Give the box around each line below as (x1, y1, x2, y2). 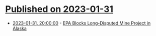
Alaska (12, 25, 27, 31)
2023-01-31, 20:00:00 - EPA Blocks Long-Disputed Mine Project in (12, 20, 151, 26)
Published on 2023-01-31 (5, 3, 114, 15)
